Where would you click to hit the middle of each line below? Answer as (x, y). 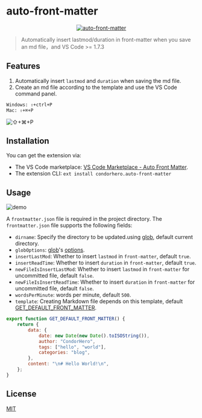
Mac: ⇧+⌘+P (20, 110)
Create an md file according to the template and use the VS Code (96, 87)
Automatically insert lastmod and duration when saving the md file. (98, 80)
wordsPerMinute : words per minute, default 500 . (73, 295)
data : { (37, 330)
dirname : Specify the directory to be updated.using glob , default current (104, 237)
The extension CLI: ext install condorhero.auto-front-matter (93, 174)
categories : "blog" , (64, 353)
